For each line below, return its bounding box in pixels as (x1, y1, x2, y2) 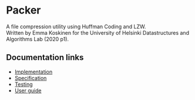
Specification (14, 74, 47, 81)
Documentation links (6, 52, 84, 62)
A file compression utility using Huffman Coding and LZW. (6, 23, 146, 30)
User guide (14, 86, 42, 94)
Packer (6, 4, 41, 17)
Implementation (14, 68, 53, 75)
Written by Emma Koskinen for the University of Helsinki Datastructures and (6, 29, 190, 36)
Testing (14, 81, 33, 88)
